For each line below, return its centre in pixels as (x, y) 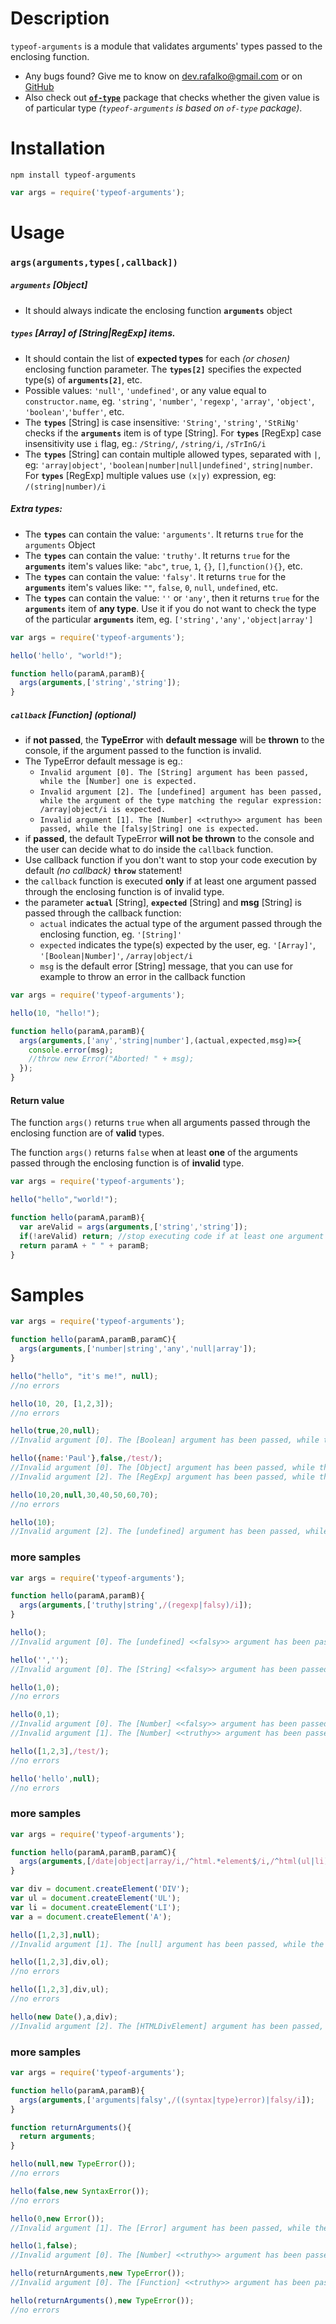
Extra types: (36, 509)
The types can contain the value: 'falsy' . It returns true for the (155, 576)
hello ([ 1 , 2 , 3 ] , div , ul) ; (60, 1990)
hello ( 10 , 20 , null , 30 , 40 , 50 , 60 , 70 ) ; (84, 1495)
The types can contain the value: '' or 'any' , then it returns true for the (172, 598)
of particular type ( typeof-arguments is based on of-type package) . (163, 108)
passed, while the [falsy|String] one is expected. (149, 829)
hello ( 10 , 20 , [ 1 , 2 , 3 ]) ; (62, 1403)
